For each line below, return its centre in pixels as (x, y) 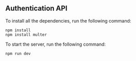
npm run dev (18, 53)
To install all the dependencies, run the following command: (68, 21)
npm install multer (26, 35)
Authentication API (36, 8)
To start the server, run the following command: (56, 44)
